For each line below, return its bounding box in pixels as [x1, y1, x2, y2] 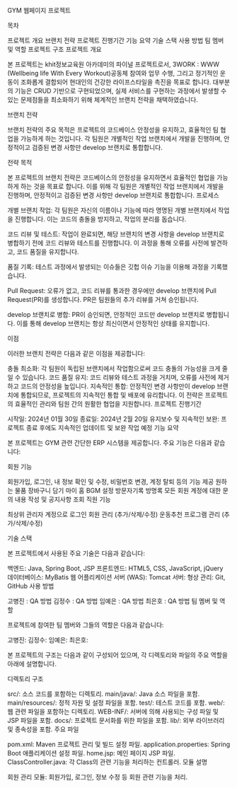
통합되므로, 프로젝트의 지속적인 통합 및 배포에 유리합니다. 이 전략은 [20, 391, 204, 399]
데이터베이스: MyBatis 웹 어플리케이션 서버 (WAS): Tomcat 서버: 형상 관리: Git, [7, 573, 226, 581]
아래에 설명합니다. [7, 660, 57, 668]
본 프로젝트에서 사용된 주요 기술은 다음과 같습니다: [7, 549, 146, 557]
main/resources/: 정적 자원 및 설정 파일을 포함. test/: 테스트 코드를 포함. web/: [7, 699, 225, 707]
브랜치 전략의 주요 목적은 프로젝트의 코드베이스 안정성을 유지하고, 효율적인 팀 [7, 126, 219, 134]
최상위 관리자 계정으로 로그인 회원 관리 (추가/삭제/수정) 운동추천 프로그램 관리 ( [7, 510, 224, 518]
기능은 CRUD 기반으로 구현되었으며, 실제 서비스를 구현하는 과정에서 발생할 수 [14, 87, 227, 95]
